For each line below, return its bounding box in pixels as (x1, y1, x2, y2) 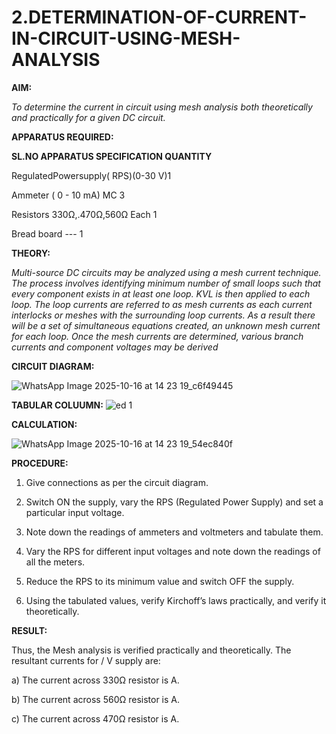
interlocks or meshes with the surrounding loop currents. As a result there (11, 309, 316, 321)
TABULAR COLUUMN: (11, 399, 104, 411)
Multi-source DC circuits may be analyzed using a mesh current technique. (11, 266, 322, 278)
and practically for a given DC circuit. (11, 111, 166, 123)
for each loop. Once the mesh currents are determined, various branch (11, 330, 304, 342)
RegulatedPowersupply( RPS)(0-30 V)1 (11, 169, 172, 181)
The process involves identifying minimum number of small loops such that (11, 277, 321, 289)
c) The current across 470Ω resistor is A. (11, 712, 180, 725)
